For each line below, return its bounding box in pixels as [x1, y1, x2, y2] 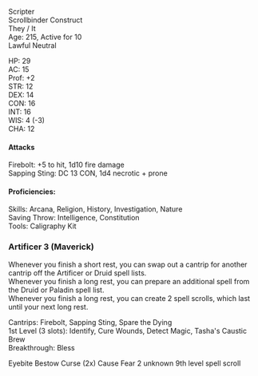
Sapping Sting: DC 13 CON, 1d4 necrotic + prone [8, 168, 168, 178]
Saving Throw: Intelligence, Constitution [8, 213, 140, 223]
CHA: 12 [8, 124, 35, 133]
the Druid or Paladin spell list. [8, 285, 105, 295]
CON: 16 [8, 99, 36, 108]
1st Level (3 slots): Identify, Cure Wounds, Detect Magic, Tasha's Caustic [8, 326, 248, 335]
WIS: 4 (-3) [8, 116, 46, 125]
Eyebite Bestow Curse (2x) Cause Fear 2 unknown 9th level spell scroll [8, 358, 241, 368]
